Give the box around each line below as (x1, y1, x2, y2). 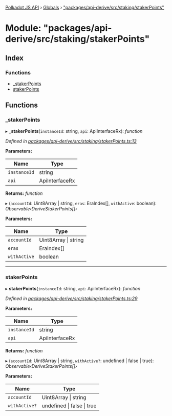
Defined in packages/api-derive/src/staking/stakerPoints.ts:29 (5, 295, 138, 302)
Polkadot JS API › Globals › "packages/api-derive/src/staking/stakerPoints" (5, 5, 165, 10)
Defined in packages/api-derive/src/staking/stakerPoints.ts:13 (5, 138, 137, 144)
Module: (5, 23, 41, 34)
